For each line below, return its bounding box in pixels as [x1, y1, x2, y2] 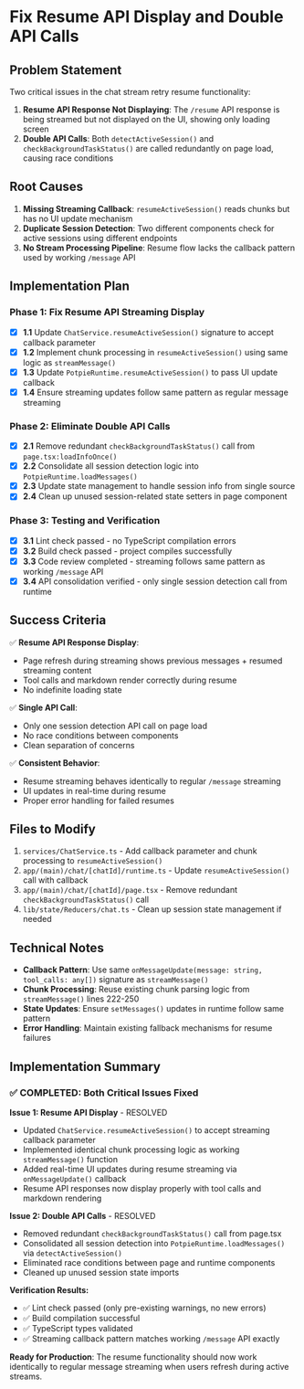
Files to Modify [9, 822, 96, 837]
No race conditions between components [22, 729, 179, 741]
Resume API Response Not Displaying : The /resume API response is [22, 104, 280, 115]
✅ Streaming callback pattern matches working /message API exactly [22, 1332, 280, 1344]
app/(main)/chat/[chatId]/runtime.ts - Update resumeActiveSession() [22, 865, 290, 876]
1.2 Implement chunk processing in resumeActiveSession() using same [22, 346, 288, 357]
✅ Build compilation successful [22, 1312, 141, 1323]
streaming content [22, 664, 92, 675]
